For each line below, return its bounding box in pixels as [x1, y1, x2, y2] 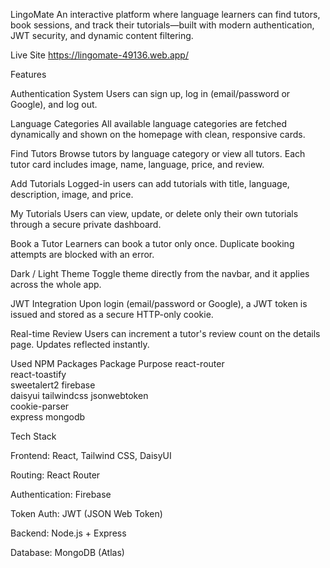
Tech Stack [10, 430, 57, 442]
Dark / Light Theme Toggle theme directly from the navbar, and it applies [10, 268, 310, 279]
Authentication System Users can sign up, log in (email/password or [10, 88, 291, 99]
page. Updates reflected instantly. [10, 339, 150, 350]
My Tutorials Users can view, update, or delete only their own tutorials [10, 208, 299, 219]
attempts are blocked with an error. [10, 249, 155, 260]
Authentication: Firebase [10, 489, 112, 500]
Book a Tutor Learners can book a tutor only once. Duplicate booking [10, 238, 295, 249]
